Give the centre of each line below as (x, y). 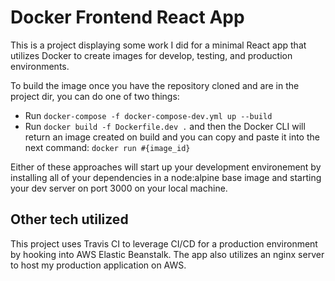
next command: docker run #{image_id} (107, 147)
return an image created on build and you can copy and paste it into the (172, 137)
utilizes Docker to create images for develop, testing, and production (151, 55)
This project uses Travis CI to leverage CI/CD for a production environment (164, 243)
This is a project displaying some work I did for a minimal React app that (158, 45)
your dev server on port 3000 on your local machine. (119, 188)
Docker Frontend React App (127, 17)
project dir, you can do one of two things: (95, 96)
